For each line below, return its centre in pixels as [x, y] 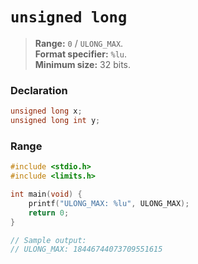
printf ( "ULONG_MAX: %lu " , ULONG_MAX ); [109, 203]
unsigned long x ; [46, 111]
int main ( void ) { [46, 194]
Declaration [39, 90]
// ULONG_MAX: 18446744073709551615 [86, 249]
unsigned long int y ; [55, 121]
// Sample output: [48, 240]
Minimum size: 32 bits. [83, 64]
